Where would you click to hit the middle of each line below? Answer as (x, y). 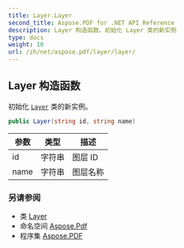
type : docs (26, 37)
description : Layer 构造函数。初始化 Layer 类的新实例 (92, 30)
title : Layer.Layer (40, 15)
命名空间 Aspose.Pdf (53, 226)
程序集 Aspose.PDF (51, 235)
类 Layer (33, 216)
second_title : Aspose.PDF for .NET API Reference (92, 23)
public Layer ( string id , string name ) (72, 121)
